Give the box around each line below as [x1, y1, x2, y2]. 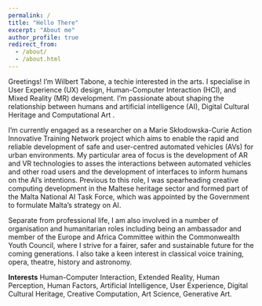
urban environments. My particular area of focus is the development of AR [8, 150, 249, 159]
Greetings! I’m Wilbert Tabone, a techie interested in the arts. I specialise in [8, 76, 250, 86]
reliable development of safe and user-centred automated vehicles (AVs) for [8, 142, 253, 151]
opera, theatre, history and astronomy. [8, 257, 133, 267]
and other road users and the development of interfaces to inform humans [8, 166, 249, 177]
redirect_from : [8, 41, 58, 49]
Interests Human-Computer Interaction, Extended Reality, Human [8, 272, 220, 282]
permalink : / [8, 11, 51, 20]
